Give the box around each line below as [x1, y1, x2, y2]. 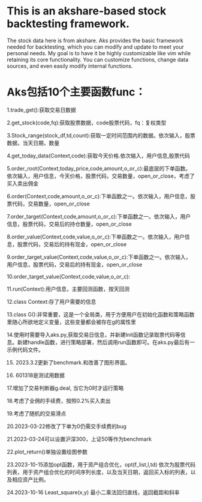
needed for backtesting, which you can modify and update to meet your [7, 43, 185, 50]
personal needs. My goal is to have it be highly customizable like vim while [7, 49, 191, 56]
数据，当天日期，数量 [7, 139, 59, 147]
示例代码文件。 [7, 346, 44, 353]
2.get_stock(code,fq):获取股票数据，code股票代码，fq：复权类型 [7, 119, 167, 126]
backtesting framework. [7, 17, 130, 31]
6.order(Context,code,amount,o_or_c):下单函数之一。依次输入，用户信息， [7, 192, 191, 199]
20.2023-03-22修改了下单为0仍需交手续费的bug [7, 422, 126, 430]
